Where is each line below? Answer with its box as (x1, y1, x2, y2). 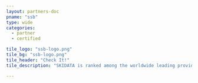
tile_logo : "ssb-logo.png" (6, 46, 72, 53)
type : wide (6, 19, 33, 25)
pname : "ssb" (6, 14, 38, 20)
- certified (11, 36, 41, 41)
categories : (6, 25, 35, 31)
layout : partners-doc (6, 8, 60, 15)
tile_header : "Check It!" (6, 57, 70, 63)
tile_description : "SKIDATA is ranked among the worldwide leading (6, 63, 176, 68)
